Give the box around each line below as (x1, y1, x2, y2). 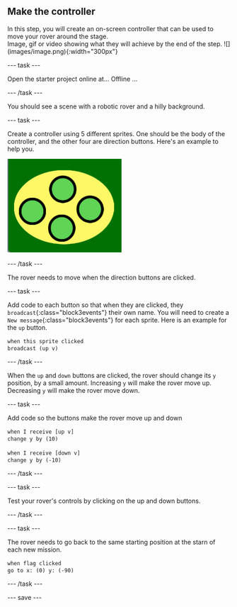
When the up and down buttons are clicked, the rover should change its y (7, 371, 216, 379)
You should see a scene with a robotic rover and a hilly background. (7, 102, 205, 111)
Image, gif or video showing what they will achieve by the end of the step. (7, 39, 223, 48)
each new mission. (7, 545, 62, 554)
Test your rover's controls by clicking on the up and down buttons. (7, 496, 201, 505)
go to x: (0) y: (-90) (7, 567, 74, 574)
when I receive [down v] (7, 450, 81, 457)
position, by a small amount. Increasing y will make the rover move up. (7, 379, 212, 387)
